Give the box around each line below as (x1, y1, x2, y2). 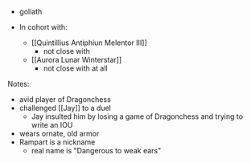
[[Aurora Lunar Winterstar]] (31, 55, 122, 64)
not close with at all (43, 63, 108, 73)
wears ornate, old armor (19, 128, 100, 138)
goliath (19, 7, 43, 16)
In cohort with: (19, 22, 68, 31)
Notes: (7, 79, 30, 88)
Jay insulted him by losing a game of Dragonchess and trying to (31, 112, 243, 121)
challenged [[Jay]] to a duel (19, 104, 112, 112)
